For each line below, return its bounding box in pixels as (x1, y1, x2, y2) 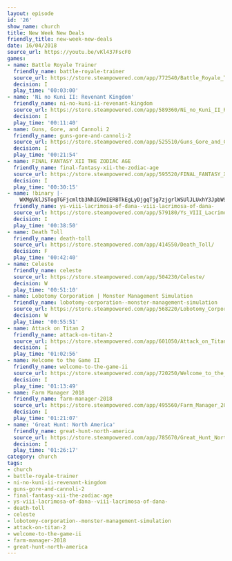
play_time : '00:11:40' (13, 119, 79, 126)
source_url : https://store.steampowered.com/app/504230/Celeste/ (13, 274, 206, 280)
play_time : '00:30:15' (13, 184, 79, 191)
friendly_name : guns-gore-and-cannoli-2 (13, 132, 131, 139)
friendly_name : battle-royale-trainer (13, 68, 126, 75)
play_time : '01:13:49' (13, 383, 79, 390)
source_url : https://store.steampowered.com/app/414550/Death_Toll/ (13, 241, 215, 249)
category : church (7, 453, 57, 460)
